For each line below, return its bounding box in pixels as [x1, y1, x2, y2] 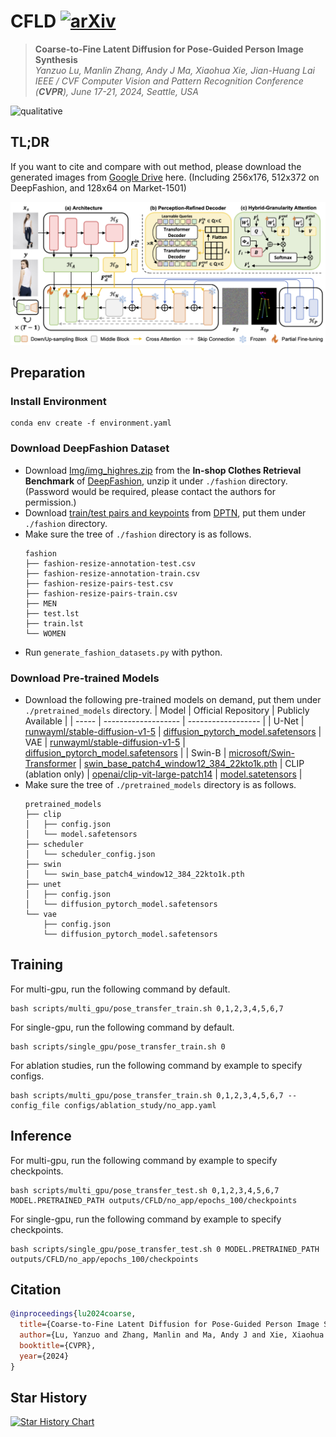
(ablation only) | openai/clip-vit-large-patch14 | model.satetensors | [24, 768, 303, 780]
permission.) [24, 496, 77, 508]
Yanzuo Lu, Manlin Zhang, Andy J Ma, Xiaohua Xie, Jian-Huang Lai [34, 64, 315, 76]
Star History [10, 1389, 88, 1406]
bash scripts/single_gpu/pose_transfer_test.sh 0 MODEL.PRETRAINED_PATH [10, 1244, 320, 1254]
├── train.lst [24, 618, 84, 629]
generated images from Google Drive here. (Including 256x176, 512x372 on [10, 171, 320, 183]
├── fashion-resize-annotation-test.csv [24, 558, 196, 569]
